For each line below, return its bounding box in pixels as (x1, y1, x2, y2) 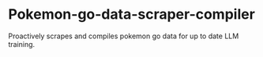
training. (8, 39, 36, 48)
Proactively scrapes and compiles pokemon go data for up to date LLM (8, 31, 239, 41)
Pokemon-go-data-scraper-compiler (8, 5, 255, 23)
